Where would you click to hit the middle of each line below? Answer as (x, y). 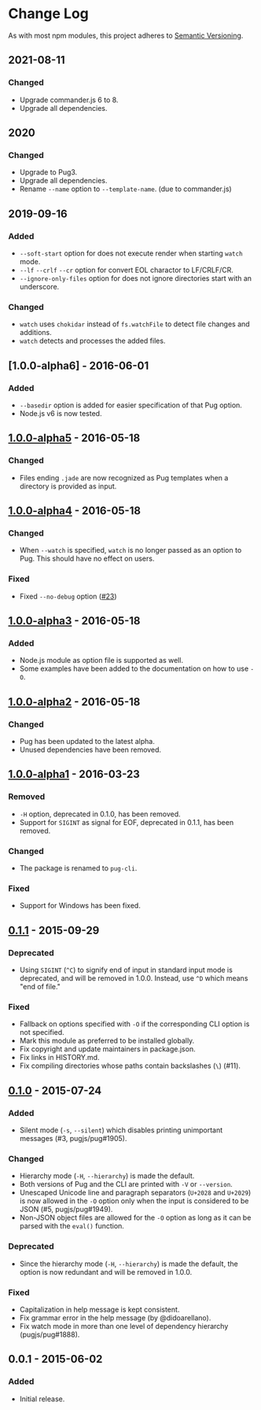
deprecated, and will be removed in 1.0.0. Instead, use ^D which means (134, 978)
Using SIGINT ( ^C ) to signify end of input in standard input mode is (126, 970)
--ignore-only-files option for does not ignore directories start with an (136, 278)
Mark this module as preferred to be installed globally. (107, 1041)
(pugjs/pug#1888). (50, 1335)
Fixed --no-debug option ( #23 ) (68, 596)
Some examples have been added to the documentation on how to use (134, 668)
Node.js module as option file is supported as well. (101, 661)
